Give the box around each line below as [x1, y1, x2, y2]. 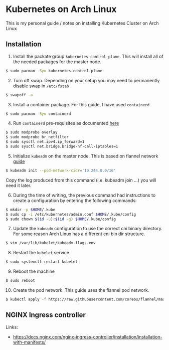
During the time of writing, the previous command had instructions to [13, 192, 156, 198]
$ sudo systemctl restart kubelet [6, 259, 78, 264]
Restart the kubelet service [13, 250, 70, 256]
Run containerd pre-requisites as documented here [13, 120, 119, 126]
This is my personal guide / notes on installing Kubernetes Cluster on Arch [6, 20, 159, 26]
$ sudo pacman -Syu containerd [6, 111, 71, 116]
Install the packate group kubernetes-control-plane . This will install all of [13, 53, 163, 59]
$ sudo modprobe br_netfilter [6, 134, 69, 140]
